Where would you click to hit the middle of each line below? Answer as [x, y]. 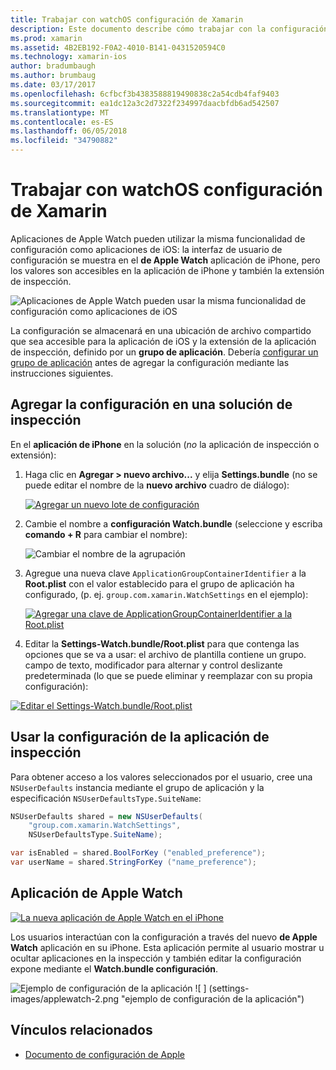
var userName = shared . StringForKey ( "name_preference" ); [133, 862]
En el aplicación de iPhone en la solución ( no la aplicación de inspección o [165, 444]
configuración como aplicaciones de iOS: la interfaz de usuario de [146, 249]
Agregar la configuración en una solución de [151, 404]
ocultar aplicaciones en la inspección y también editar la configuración [156, 958]
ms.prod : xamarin [46, 38]
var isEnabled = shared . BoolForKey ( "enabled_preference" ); [138, 853]
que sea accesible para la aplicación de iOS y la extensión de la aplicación [163, 341]
